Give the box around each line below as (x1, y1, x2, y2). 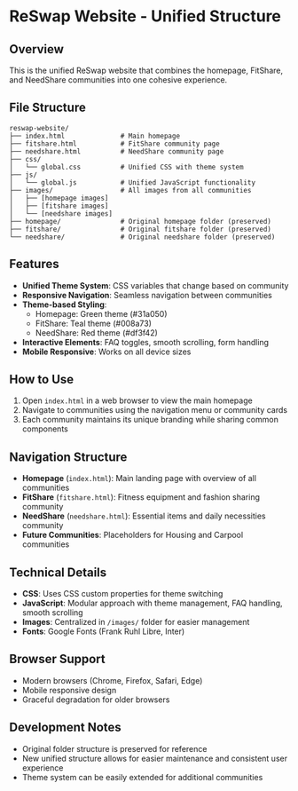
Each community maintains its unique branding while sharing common (21, 415, 279, 425)
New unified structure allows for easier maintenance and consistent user (21, 753, 288, 763)
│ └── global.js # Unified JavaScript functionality (9, 178, 255, 187)
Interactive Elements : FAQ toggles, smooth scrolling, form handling (21, 336, 269, 347)
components (21, 423, 68, 434)
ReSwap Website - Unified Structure (9, 6, 282, 27)
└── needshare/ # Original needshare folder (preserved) (9, 233, 276, 241)
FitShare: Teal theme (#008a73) (35, 318, 153, 328)
